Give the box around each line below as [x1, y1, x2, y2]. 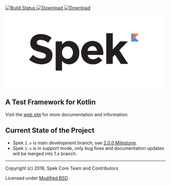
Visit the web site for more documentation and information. [5, 111, 129, 117]
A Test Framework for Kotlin [5, 98, 96, 107]
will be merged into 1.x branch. [12, 150, 77, 157]
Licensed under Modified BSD [5, 175, 68, 181]
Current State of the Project [5, 126, 95, 135]
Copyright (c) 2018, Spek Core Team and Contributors [5, 165, 119, 171]
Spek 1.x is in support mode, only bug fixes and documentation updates [12, 145, 164, 151]
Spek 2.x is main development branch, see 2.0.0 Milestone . [12, 140, 137, 146]
